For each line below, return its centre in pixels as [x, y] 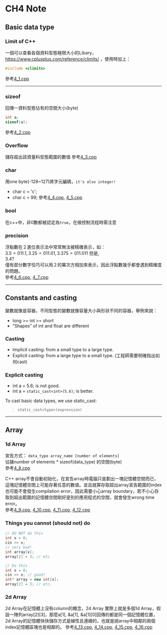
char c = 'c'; [25, 192]
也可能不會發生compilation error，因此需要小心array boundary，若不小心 [80, 491]
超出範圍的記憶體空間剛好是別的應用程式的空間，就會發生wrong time [84, 497]
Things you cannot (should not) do [48, 523]
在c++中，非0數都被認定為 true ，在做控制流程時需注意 [61, 222]
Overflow [17, 145]
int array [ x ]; [20, 552]
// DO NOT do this [24, 533]
